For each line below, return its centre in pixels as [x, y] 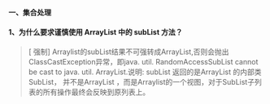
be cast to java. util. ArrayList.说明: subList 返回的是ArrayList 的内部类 [145, 72]
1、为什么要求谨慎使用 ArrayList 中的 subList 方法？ [96, 32]
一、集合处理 [30, 12]
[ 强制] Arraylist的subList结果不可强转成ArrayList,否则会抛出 [128, 52]
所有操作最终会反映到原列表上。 [96, 92]
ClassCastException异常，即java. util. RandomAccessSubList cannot [143, 61]
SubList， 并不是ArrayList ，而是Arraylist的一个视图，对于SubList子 [141, 81]
